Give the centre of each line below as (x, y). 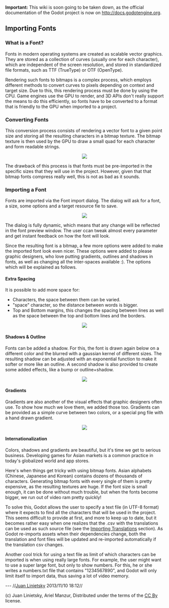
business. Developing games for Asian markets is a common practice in (79, 456)
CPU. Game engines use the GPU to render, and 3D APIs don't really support (84, 96)
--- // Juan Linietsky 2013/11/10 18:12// (44, 586)
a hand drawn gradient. (29, 418)
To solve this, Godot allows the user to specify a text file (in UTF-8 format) (82, 507)
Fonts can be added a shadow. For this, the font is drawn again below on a (82, 348)
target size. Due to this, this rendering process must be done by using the (81, 90)
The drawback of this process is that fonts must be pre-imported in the (79, 165)
